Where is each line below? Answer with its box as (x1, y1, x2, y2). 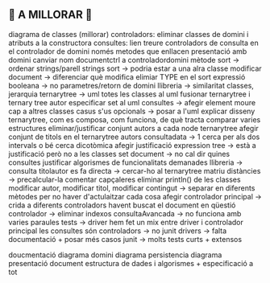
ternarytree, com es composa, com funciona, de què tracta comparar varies (8, 114, 261, 125)
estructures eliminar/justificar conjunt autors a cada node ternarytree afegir (8, 123, 260, 133)
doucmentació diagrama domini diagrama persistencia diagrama (8, 250, 222, 260)
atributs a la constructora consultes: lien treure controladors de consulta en (8, 38, 260, 47)
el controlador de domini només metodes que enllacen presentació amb (8, 46, 247, 56)
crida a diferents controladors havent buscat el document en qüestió (8, 200, 236, 210)
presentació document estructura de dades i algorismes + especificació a (8, 258, 254, 268)
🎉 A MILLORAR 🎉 (8, 8, 93, 22)
